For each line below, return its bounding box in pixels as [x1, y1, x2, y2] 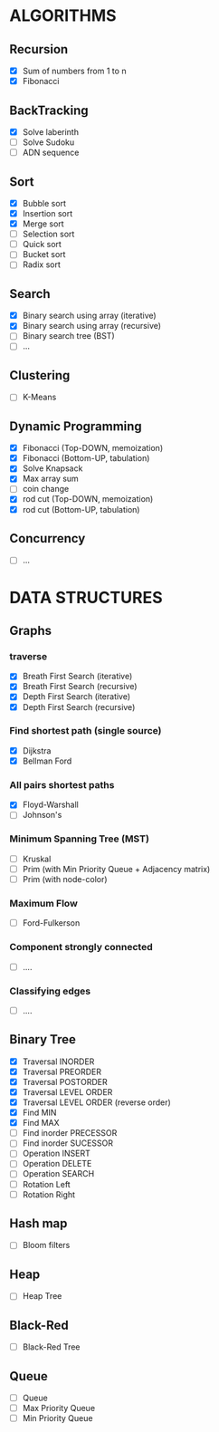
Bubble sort [22, 197, 66, 208]
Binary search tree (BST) [22, 331, 115, 341]
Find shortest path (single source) [9, 725, 162, 737]
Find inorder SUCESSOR [22, 1138, 113, 1148]
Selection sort [22, 228, 75, 240]
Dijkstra [22, 745, 52, 756]
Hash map [9, 1216, 68, 1232]
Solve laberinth [22, 126, 80, 137]
